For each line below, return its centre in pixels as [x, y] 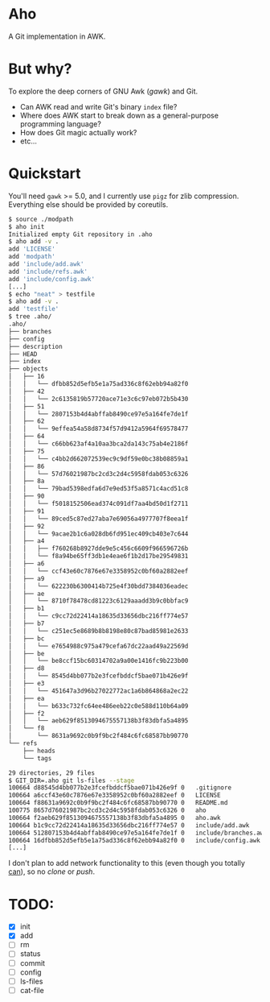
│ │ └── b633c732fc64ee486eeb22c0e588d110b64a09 [98, 706]
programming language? [61, 124]
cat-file [32, 990]
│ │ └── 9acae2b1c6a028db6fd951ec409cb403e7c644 [98, 534]
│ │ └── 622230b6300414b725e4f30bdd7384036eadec [98, 586]
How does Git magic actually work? [78, 132]
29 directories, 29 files [51, 773]
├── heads [39, 751]
